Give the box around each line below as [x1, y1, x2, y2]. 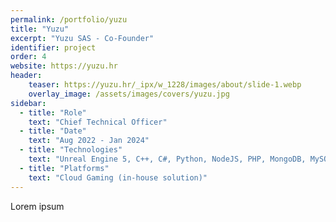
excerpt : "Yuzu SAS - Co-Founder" [10, 33, 155, 43]
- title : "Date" [19, 126, 87, 136]
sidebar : [10, 98, 47, 108]
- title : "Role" [19, 107, 87, 118]
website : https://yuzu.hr [10, 61, 118, 71]
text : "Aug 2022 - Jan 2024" [28, 136, 150, 146]
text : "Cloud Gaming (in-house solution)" [28, 172, 208, 183]
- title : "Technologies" [19, 145, 123, 155]
